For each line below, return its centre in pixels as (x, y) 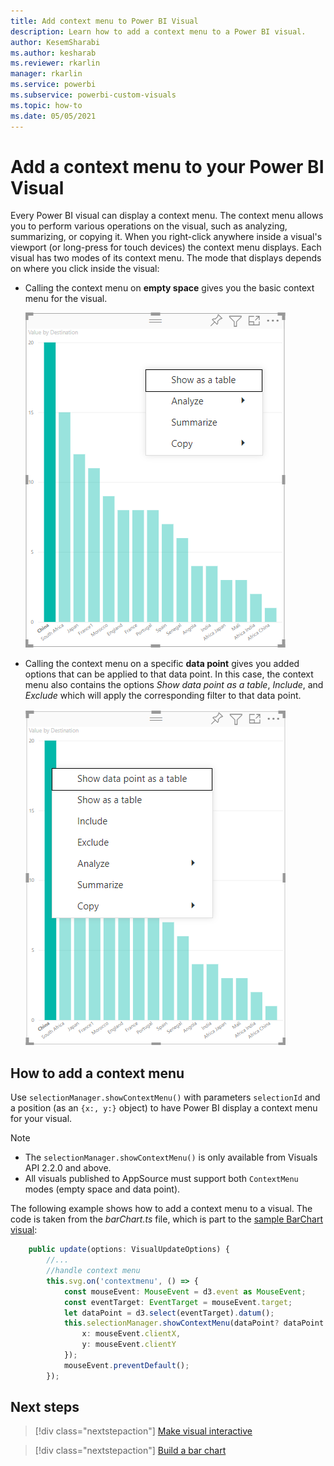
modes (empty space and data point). (102, 1189)
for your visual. (41, 1119)
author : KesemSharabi (55, 42)
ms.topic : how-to (46, 105)
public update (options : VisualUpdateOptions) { (129, 1250)
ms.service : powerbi (53, 85)
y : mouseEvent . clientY (129, 1345)
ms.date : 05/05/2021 (53, 116)
